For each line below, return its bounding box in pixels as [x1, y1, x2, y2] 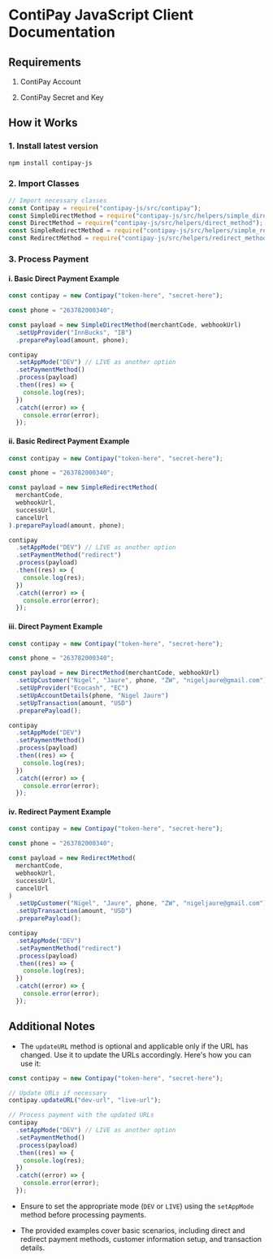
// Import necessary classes [8, 197, 107, 205]
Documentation [8, 23, 116, 41]
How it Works [8, 116, 78, 130]
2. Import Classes [8, 178, 80, 189]
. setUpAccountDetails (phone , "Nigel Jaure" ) [15, 691, 169, 699]
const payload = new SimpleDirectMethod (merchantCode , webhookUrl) [8, 321, 242, 329]
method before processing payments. [19, 1209, 146, 1219]
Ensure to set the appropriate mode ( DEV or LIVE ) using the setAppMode [19, 1201, 254, 1211]
